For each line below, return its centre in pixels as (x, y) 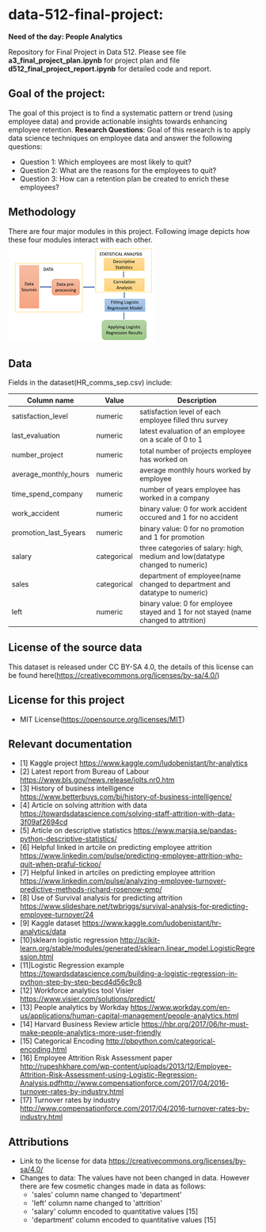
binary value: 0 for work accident (194, 509)
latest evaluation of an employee (192, 431)
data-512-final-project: (86, 15)
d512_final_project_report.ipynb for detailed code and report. (110, 68)
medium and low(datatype (182, 556)
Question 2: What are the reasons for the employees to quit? (118, 170)
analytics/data (43, 932)
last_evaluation (36, 435)
